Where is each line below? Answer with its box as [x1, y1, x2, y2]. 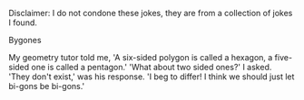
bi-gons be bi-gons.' [8, 81, 85, 91]
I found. [8, 17, 38, 28]
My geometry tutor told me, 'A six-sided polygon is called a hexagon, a [8, 52, 273, 62]
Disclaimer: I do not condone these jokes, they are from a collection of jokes [8, 8, 293, 18]
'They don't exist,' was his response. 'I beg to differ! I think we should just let [8, 71, 295, 82]
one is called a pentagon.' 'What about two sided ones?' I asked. [31, 62, 272, 72]
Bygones [8, 35, 42, 45]
